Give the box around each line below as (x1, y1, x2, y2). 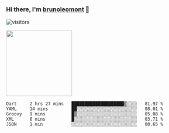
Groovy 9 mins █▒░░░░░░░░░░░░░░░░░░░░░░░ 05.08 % (6, 111, 164, 117)
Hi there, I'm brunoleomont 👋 (6, 5, 89, 13)
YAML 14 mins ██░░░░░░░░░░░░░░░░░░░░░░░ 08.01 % (6, 106, 164, 112)
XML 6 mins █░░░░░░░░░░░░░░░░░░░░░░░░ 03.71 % (6, 117, 164, 122)
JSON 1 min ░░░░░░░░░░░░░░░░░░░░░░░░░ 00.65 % (6, 121, 164, 128)
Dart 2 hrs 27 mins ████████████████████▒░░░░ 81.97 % (6, 101, 164, 107)
